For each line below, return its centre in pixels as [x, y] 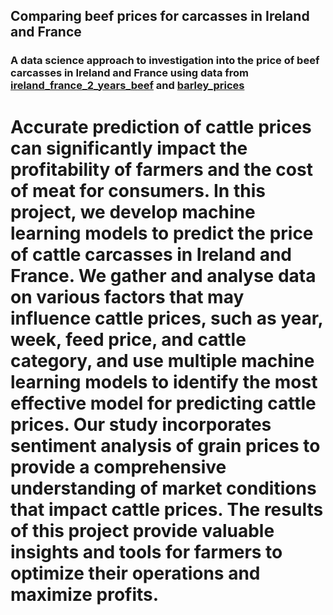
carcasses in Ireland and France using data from [130, 73]
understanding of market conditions [163, 488]
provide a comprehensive [118, 466]
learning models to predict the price [162, 233]
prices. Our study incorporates [141, 424]
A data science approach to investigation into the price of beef [165, 61]
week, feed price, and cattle [128, 339]
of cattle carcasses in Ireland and [151, 254]
